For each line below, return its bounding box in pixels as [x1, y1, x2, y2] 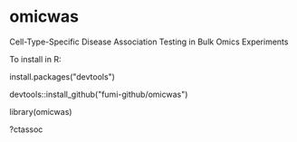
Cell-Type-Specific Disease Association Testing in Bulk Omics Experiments [9, 36, 289, 47]
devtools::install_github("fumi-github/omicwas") [9, 89, 188, 99]
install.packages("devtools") [9, 71, 116, 82]
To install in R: [9, 53, 62, 64]
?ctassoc [9, 124, 43, 135]
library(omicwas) [9, 106, 72, 117]
